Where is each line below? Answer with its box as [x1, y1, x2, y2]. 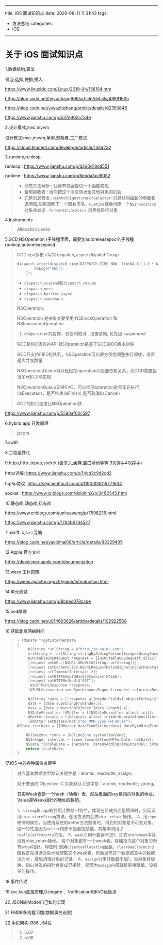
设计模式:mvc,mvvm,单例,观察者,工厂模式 [5, 135, 87, 140]
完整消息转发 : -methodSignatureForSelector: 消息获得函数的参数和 [24, 195, 156, 201]
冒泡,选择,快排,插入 [5, 76, 43, 82]
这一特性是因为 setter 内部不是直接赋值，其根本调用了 [16, 826, 124, 832]
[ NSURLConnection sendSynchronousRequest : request [28, 687, 130, 693]
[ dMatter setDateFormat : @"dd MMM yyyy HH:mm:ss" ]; [28, 719, 132, 724]
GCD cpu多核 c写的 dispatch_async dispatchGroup [16, 251, 119, 258]
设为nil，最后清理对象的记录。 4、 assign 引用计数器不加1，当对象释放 [16, 856, 155, 862]
